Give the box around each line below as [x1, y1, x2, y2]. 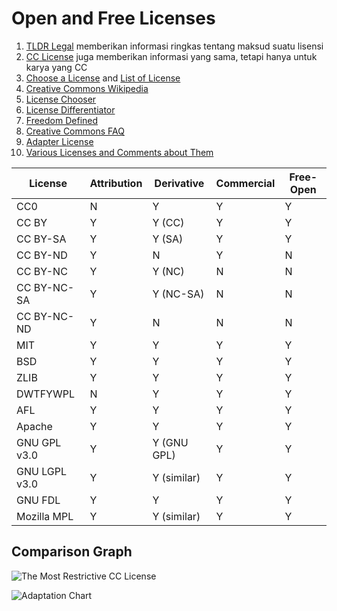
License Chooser [25, 93, 97, 105]
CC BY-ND [16, 248, 68, 262]
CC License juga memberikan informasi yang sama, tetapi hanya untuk [25, 50, 318, 62]
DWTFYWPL [16, 387, 75, 401]
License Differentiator [25, 103, 116, 116]
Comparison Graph [11, 543, 133, 561]
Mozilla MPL [16, 509, 74, 523]
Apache [16, 419, 53, 433]
